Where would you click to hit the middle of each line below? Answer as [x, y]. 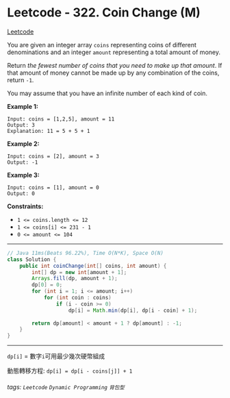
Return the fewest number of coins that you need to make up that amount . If [115, 65]
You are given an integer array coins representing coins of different [102, 45]
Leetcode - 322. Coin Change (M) [104, 13]
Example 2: [23, 144]
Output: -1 [23, 162]
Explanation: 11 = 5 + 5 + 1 [49, 131]
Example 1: [23, 106]
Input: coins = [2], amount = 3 [53, 156]
